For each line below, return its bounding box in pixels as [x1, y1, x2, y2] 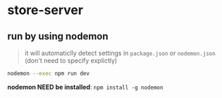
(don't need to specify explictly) [24, 56, 118, 65]
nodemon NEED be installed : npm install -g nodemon [7, 82, 164, 91]
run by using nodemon [7, 30, 109, 42]
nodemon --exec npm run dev [7, 70, 90, 77]
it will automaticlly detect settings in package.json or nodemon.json [24, 49, 216, 57]
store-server [7, 2, 83, 18]
